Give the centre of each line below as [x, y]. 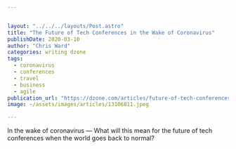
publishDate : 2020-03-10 [44, 39]
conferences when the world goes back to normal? [81, 138]
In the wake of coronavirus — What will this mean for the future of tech [110, 131]
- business [29, 85]
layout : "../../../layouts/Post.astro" [66, 26]
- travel [26, 78]
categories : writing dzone [47, 52]
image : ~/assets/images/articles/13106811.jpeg [78, 105]
